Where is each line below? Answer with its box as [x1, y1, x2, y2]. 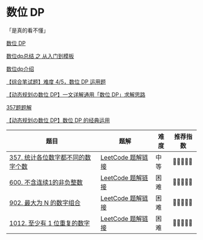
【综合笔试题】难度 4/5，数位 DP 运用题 [6, 78, 106, 85]
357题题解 [6, 103, 32, 111]
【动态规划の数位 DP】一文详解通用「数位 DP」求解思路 [6, 91, 146, 98]
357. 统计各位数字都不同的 [9, 153, 85, 161]
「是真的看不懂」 [6, 27, 49, 34]
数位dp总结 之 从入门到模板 [6, 52, 74, 59]
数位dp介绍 [6, 65, 34, 73]
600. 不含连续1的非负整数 [9, 178, 83, 186]
